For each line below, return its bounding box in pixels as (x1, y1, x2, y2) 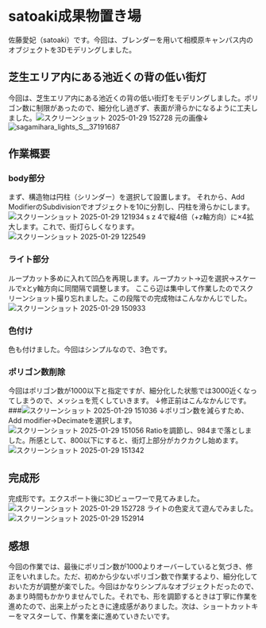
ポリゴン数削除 (8, 366, 66, 378)
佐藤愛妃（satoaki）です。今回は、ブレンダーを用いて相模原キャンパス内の (8, 35, 254, 45)
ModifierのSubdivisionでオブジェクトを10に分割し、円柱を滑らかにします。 (8, 202, 254, 211)
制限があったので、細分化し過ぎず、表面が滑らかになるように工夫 (35, 103, 252, 112)
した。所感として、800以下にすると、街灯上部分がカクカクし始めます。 (8, 436, 243, 445)
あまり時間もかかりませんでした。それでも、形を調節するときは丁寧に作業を (8, 591, 258, 601)
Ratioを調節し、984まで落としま (145, 426, 253, 436)
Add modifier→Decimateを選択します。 (8, 416, 137, 425)
